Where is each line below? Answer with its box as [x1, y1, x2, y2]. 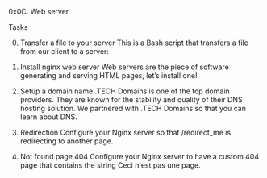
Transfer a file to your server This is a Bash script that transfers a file [19, 38, 248, 48]
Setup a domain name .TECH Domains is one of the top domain [19, 86, 230, 96]
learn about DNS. [19, 112, 78, 122]
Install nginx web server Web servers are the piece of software [19, 62, 230, 72]
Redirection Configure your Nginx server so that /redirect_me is [19, 128, 232, 137]
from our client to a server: [19, 47, 109, 56]
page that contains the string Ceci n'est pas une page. [19, 160, 201, 170]
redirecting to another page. [19, 136, 114, 146]
